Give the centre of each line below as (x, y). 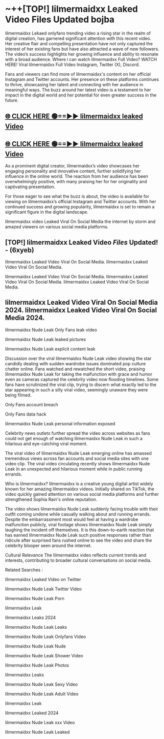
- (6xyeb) (20, 250)
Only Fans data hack (26, 414)
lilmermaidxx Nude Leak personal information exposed (60, 423)
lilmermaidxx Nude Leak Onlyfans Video (46, 637)
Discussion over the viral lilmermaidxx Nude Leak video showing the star (78, 358)
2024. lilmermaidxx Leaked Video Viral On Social (81, 310)
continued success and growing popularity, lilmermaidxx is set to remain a (80, 207)
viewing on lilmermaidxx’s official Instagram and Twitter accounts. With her (81, 202)
